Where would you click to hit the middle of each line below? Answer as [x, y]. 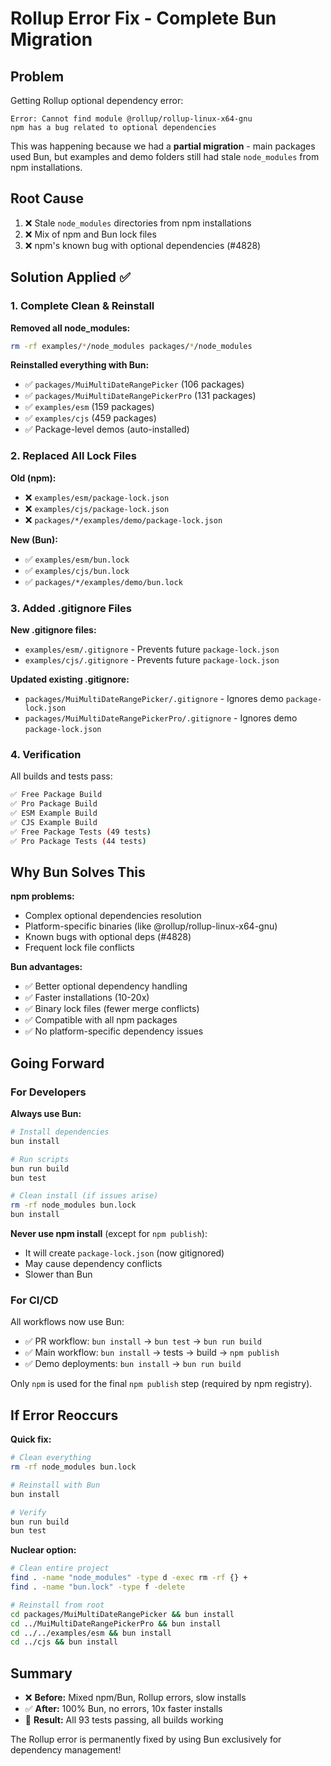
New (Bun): [34, 539]
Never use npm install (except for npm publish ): [109, 1234]
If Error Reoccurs [64, 1415]
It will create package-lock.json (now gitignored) [124, 1253]
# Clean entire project [60, 1568]
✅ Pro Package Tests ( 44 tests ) [78, 841]
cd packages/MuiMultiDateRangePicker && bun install [122, 1614]
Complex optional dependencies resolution [113, 916]
